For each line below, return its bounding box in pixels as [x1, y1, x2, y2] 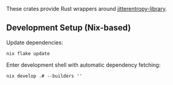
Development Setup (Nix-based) [6, 22, 131, 33]
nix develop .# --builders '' [6, 73, 83, 79]
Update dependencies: [6, 39, 64, 46]
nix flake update [6, 50, 50, 56]
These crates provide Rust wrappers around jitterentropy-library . [6, 5, 168, 12]
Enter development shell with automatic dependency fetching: [6, 61, 161, 69]
